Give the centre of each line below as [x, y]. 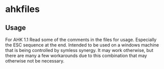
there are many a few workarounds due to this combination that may [76, 55]
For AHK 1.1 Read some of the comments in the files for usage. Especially [81, 39]
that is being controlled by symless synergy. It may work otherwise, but [79, 50]
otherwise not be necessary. [35, 61]
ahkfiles [22, 9]
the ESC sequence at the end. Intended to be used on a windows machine [82, 45]
